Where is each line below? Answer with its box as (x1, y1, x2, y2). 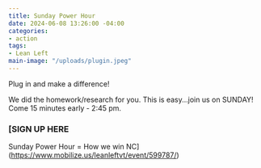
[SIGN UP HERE (8, 123, 69, 134)
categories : (8, 27, 48, 35)
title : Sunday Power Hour (8, 11, 95, 20)
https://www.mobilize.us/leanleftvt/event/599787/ (11, 150, 177, 160)
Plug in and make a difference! (8, 78, 110, 89)
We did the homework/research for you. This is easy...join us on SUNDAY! (8, 94, 254, 104)
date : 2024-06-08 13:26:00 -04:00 (8, 19, 125, 27)
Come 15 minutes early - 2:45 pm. (8, 103, 122, 113)
